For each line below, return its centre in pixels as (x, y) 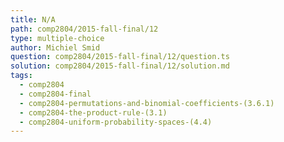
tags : (21, 76)
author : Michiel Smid (55, 47)
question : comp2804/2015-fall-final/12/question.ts (120, 57)
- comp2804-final (55, 94)
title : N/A (33, 19)
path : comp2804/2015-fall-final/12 (84, 29)
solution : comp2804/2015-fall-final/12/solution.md (120, 66)
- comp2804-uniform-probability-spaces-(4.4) (116, 122)
